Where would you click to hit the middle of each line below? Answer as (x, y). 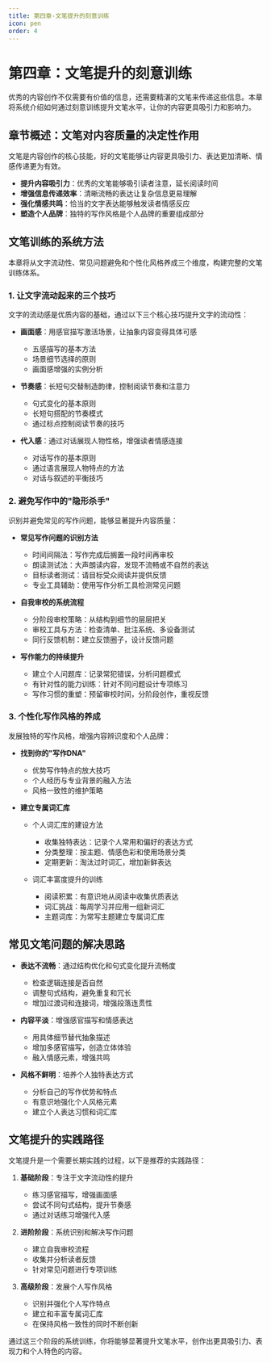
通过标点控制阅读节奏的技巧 (78, 424)
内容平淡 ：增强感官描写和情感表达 (77, 1020)
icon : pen (25, 23)
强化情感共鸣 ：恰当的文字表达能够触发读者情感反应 (105, 203)
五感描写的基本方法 (64, 349)
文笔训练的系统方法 (56, 242)
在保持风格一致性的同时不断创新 (85, 1324)
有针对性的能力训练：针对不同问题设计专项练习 (110, 684)
